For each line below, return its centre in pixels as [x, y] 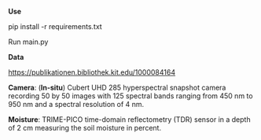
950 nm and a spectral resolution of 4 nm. [76, 104]
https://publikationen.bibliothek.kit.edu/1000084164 [92, 72]
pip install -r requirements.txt [55, 26]
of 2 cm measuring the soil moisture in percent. [85, 128]
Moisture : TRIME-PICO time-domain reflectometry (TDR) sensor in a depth [129, 120]
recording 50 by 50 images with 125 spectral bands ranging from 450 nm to [130, 96]
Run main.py [28, 42]
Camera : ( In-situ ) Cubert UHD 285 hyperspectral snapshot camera [117, 87]
